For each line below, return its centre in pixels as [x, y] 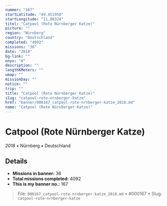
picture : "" [17, 28]
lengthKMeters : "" [24, 70]
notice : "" [16, 84]
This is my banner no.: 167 [40, 184]
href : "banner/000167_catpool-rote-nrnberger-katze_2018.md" [70, 103]
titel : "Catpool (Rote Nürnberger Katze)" [50, 24]
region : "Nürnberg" [25, 33]
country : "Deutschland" [30, 38]
